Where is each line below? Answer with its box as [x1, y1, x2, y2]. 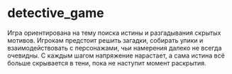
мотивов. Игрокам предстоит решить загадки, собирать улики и [7, 36, 204, 44]
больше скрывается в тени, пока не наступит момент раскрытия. [7, 58, 207, 67]
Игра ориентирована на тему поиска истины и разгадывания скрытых [7, 28, 221, 37]
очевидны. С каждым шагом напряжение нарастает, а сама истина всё [7, 51, 225, 60]
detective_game [7, 5, 104, 21]
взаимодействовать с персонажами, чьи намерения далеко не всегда [7, 43, 222, 52]
